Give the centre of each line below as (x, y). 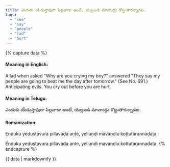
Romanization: (21, 122)
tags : (11, 15)
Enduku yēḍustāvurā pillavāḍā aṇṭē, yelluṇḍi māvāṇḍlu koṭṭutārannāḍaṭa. (82, 134)
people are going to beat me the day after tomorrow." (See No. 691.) (77, 81)
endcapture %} (21, 149)
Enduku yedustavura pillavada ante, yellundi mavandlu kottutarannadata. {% (85, 144)
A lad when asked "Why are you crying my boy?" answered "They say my (83, 76)
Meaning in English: (27, 65)
